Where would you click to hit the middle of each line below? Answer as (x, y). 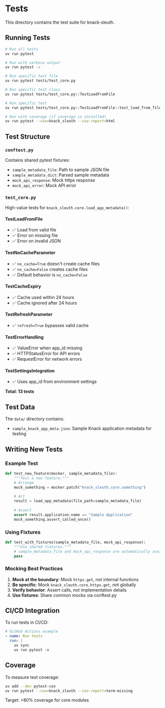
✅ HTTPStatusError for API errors (46, 354)
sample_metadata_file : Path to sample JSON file (61, 169)
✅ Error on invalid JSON (37, 241)
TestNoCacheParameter (30, 253)
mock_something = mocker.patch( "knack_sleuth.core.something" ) (80, 487)
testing (19, 434)
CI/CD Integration (32, 611)
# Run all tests (22, 49)
